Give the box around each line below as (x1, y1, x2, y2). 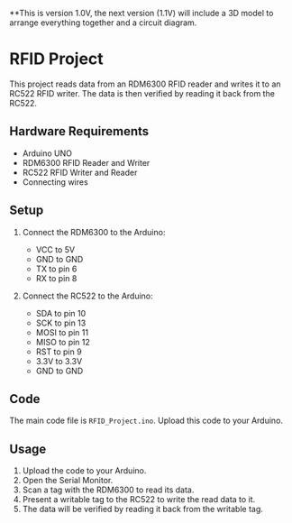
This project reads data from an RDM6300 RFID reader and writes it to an (9, 78, 281, 89)
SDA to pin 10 (35, 307, 87, 318)
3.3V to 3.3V (35, 355, 83, 366)
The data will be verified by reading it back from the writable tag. (22, 504, 264, 515)
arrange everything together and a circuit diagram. (9, 17, 197, 28)
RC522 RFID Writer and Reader (22, 167, 138, 178)
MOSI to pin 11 (35, 326, 88, 337)
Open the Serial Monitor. (22, 475, 114, 486)
